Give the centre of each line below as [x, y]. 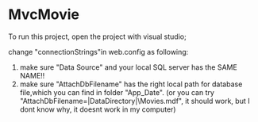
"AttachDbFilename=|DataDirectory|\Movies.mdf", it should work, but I [135, 101]
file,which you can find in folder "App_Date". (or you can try [117, 92]
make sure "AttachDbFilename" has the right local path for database [131, 84]
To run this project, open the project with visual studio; [97, 36]
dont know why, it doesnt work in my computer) [98, 109]
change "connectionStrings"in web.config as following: [98, 51]
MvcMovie [44, 15]
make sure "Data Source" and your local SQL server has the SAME [129, 67]
